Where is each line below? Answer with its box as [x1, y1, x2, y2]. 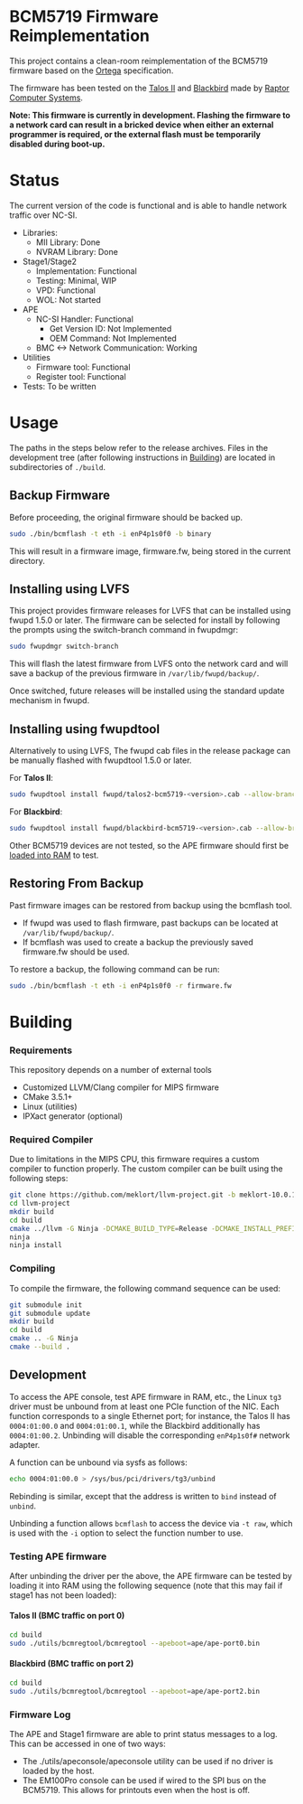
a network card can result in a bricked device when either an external [9, 119, 274, 130]
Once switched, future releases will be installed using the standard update [9, 685, 285, 697]
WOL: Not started [35, 294, 102, 305]
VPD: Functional [35, 285, 96, 296]
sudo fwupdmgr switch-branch [9, 642, 119, 652]
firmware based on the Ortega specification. [9, 65, 174, 76]
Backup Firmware [9, 488, 111, 503]
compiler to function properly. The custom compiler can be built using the [9, 1163, 283, 1174]
